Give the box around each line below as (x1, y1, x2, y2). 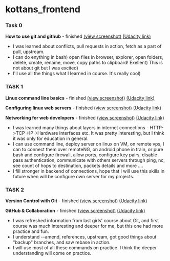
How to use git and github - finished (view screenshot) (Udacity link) (5, 33, 151, 39)
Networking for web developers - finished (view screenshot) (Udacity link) (5, 114, 165, 121)
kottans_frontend (5, 4, 81, 15)
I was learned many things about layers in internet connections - (12, 124, 149, 131)
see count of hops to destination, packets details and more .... (12, 162, 143, 169)
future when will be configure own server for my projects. (12, 173, 135, 179)
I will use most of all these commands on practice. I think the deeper (12, 245, 157, 251)
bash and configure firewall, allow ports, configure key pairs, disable (12, 152, 158, 158)
